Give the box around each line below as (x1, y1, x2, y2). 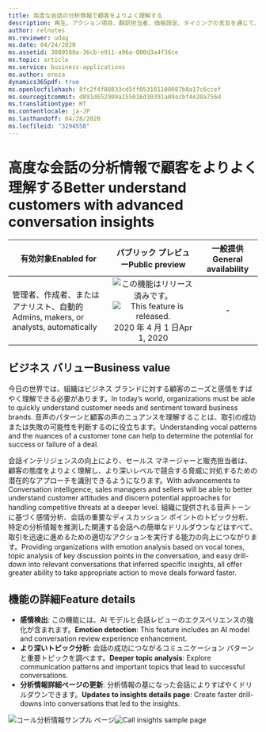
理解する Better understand (8, 178, 187, 197)
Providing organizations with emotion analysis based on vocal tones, (21, 542, 245, 551)
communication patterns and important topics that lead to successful (19, 662, 245, 672)
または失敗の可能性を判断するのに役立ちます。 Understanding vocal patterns (8, 422, 257, 431)
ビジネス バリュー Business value (8, 362, 171, 375)
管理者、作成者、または (12, 289, 101, 300)
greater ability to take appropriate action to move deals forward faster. (8, 568, 237, 577)
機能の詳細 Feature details (8, 592, 136, 606)
